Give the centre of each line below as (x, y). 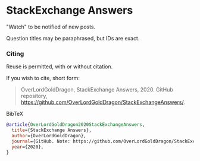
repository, (34, 96)
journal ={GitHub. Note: (41, 141)
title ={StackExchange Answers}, (52, 130)
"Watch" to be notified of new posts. (51, 27)
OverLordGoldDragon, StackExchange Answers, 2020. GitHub (97, 90)
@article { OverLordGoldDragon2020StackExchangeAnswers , (76, 125)
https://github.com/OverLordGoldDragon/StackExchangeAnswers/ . (103, 102)
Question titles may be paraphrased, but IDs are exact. (73, 38)
